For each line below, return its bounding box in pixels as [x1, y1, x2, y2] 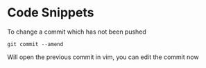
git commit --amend [7, 41, 64, 47]
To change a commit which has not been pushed [7, 27, 147, 36]
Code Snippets [7, 5, 94, 21]
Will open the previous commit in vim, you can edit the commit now [7, 53, 199, 61]
